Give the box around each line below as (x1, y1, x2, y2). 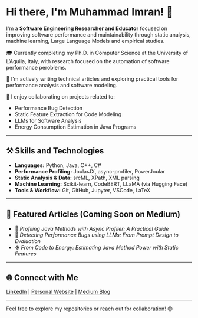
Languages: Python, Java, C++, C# (14, 162, 101, 169)
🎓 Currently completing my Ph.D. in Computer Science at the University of (6, 49, 189, 56)
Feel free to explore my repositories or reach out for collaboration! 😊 (6, 305, 173, 312)
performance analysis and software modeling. (6, 81, 118, 88)
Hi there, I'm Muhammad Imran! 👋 (6, 5, 174, 19)
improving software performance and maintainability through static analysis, (6, 31, 192, 38)
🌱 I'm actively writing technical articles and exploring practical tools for (6, 75, 179, 82)
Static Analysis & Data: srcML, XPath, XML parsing (14, 174, 140, 181)
